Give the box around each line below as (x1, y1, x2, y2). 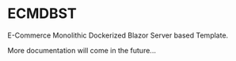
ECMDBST (7, 5, 77, 23)
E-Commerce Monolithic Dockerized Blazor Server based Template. (7, 30, 229, 40)
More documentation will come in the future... (7, 45, 156, 55)
